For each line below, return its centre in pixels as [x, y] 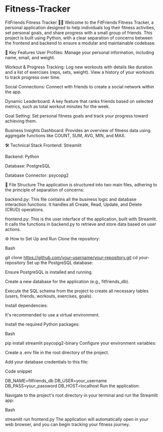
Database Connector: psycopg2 [37, 175]
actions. [13, 229]
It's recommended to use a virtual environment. [52, 315]
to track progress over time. [33, 77]
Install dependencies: [26, 305]
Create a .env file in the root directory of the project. [57, 352]
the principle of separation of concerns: [45, 190]
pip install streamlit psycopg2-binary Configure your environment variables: [81, 343]
